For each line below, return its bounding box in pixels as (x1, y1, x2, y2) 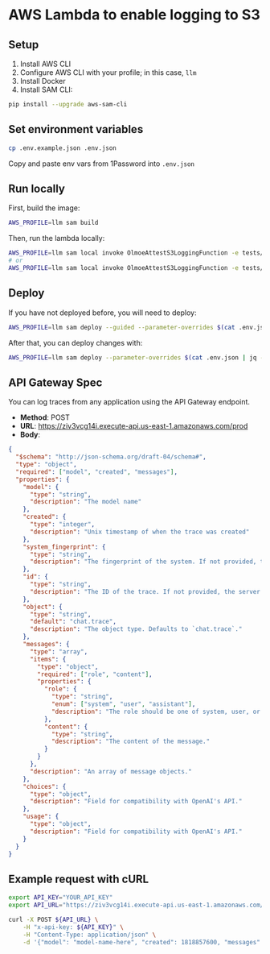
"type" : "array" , (29, 647, 88, 656)
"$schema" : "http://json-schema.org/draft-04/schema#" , (15, 453, 207, 461)
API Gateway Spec (8, 375, 103, 389)
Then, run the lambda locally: (8, 234, 105, 243)
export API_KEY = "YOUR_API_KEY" (8, 894, 113, 902)
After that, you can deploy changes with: (8, 338, 143, 347)
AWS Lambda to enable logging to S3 (8, 6, 260, 24)
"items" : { (29, 655, 67, 663)
